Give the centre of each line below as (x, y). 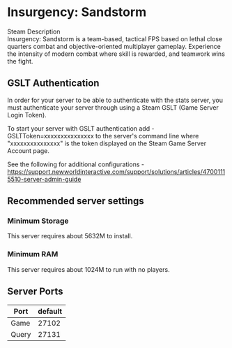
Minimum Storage (38, 221)
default (50, 311)
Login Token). (27, 115)
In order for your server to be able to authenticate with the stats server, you (115, 100)
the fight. (20, 61)
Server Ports (35, 292)
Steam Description (34, 31)
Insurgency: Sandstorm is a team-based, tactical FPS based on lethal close (115, 38)
